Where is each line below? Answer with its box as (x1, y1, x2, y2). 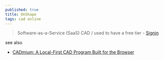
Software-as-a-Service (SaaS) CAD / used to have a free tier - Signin (17, 30, 159, 36)
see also (5, 40, 22, 46)
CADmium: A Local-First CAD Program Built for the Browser (12, 49, 135, 55)
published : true (5, 7, 39, 12)
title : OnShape (5, 12, 37, 17)
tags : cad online (5, 16, 41, 21)
